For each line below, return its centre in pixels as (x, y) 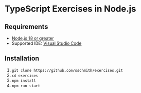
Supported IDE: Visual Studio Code (46, 43)
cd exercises (25, 76)
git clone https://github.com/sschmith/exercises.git (67, 70)
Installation (22, 59)
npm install (24, 80)
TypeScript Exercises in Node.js (70, 9)
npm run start (26, 86)
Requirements (26, 27)
